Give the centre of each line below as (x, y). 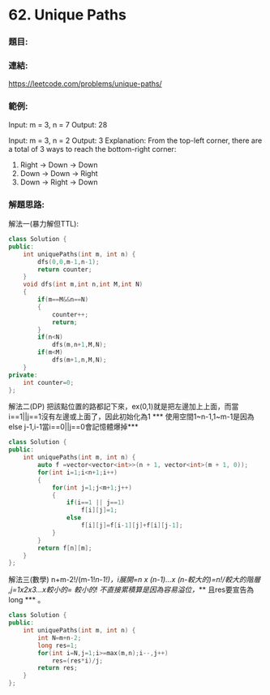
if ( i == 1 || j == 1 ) (96, 503)
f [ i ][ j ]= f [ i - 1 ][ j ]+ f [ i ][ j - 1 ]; (132, 525)
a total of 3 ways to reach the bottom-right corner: (92, 149)
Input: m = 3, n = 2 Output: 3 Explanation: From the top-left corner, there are (135, 140)
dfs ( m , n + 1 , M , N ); (79, 345)
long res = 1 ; (58, 645)
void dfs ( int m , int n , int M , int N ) (83, 285)
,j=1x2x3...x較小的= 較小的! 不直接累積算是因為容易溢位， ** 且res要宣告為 (131, 589)
